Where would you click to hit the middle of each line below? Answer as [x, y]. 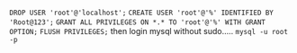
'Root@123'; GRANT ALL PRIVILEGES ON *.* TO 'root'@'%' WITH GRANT [137, 22]
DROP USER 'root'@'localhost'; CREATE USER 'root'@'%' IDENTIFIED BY [142, 13]
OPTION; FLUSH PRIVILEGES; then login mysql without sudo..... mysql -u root [148, 31]
